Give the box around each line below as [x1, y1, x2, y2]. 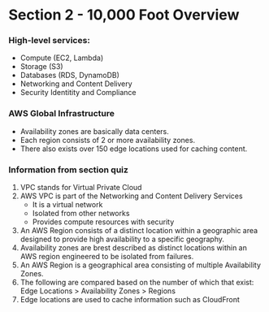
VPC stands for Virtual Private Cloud [20, 183, 142, 193]
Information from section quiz [8, 164, 128, 175]
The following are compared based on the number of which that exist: [20, 278, 254, 288]
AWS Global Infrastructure [8, 108, 115, 119]
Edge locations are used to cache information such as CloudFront [20, 295, 240, 305]
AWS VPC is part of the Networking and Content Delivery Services [20, 191, 243, 201]
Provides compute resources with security [32, 217, 175, 227]
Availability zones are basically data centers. [20, 126, 169, 136]
